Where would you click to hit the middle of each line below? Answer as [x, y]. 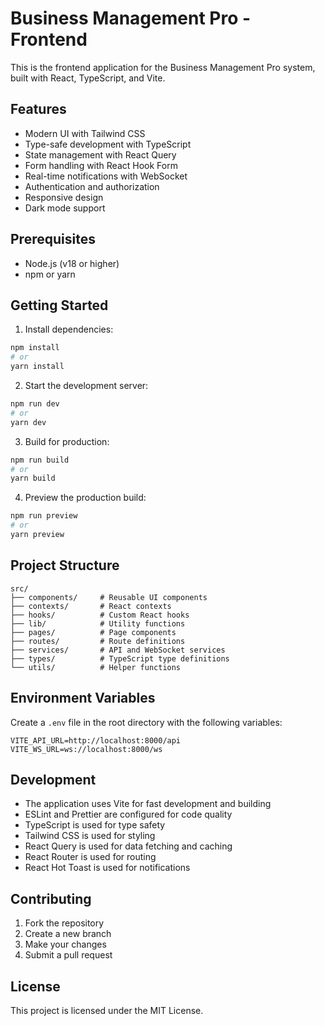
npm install [35, 348]
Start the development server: [86, 385]
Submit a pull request [68, 955]
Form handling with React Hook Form [101, 165]
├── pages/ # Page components [93, 632]
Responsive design [64, 197]
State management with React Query [100, 154]
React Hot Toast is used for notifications [107, 868]
